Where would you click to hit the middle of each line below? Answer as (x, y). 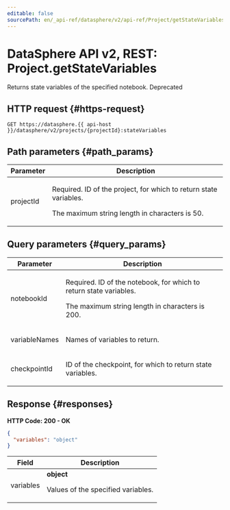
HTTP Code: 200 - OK (39, 421)
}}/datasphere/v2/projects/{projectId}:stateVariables (87, 131)
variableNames (35, 339)
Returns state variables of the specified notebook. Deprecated (95, 87)
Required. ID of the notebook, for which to (133, 282)
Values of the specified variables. (100, 489)
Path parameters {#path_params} (80, 151)
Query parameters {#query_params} (87, 244)
